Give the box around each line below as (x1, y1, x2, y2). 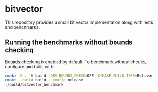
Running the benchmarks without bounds (5, 39, 133, 47)
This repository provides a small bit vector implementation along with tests (5, 19, 153, 25)
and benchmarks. (5, 24, 40, 30)
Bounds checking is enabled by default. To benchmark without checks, (5, 59, 146, 65)
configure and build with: (5, 64, 55, 69)
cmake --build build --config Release (5, 78, 83, 82)
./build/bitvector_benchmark (5, 82, 64, 87)
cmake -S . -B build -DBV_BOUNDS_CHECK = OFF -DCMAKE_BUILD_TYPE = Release (5, 73, 152, 78)
